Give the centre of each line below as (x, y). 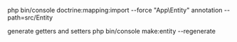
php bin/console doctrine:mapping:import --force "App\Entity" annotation (115, 10)
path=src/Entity (30, 17)
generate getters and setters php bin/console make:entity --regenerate (111, 31)
